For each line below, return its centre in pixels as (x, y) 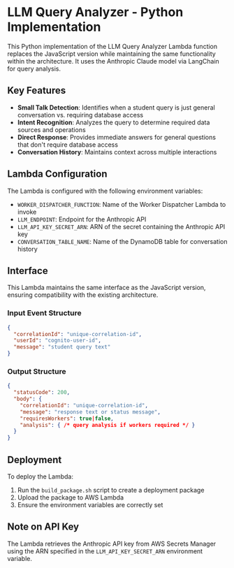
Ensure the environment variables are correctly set (90, 505)
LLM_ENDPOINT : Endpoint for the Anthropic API (82, 219)
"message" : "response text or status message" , (90, 412)
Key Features (37, 90)
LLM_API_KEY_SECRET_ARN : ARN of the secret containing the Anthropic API (121, 226)
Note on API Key (43, 527)
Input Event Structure (44, 313)
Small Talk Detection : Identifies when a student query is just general (116, 107)
